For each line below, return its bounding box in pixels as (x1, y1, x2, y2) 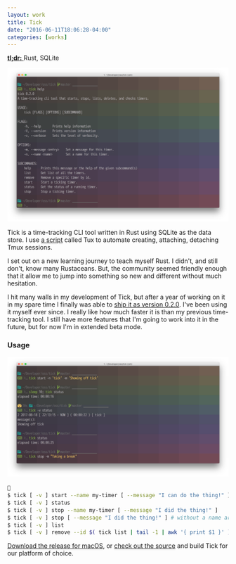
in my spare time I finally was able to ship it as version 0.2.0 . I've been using (7, 300, 228, 309)
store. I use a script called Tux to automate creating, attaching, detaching (7, 236, 219, 244)
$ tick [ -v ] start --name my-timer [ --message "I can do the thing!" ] (7, 492, 231, 499)
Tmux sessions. (7, 243, 53, 252)
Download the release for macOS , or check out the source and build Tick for (7, 541, 228, 550)
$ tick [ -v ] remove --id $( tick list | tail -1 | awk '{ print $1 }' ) (7, 529, 231, 536)
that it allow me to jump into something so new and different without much (7, 271, 222, 281)
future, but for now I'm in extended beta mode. (7, 323, 143, 331)
